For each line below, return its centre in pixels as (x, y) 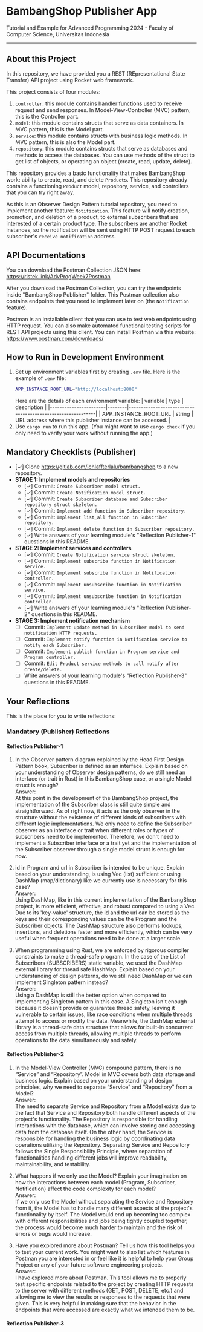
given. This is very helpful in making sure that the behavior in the (95, 1303)
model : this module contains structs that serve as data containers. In (99, 123)
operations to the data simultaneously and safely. (76, 1040)
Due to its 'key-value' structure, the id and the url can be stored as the (102, 913)
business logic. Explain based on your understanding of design (93, 1080)
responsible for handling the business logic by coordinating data (95, 1138)
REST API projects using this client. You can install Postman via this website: (101, 332)
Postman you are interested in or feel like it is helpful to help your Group (104, 1258)
